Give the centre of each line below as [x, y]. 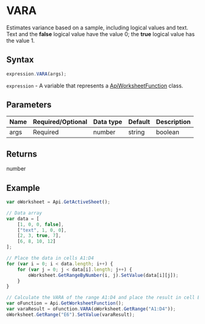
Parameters [29, 105]
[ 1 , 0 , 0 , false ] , [41, 224]
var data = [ [23, 219]
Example [23, 188]
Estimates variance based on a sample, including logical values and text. [97, 28]
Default [139, 122]
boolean [168, 132]
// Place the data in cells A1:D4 [50, 258]
